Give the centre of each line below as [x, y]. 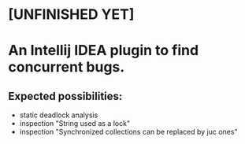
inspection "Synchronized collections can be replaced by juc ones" [128, 132]
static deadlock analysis [59, 115]
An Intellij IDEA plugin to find [104, 51]
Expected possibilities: [65, 96]
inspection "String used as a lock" [75, 124]
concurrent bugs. [67, 67]
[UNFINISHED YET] [71, 15]
